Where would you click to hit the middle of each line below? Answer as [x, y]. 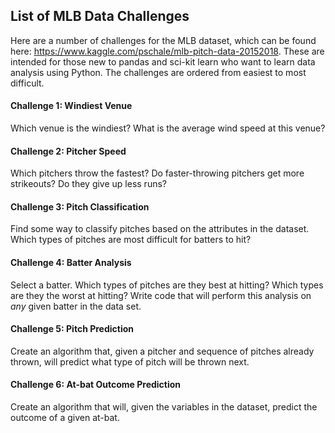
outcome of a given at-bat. [65, 418]
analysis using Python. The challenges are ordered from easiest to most [158, 72]
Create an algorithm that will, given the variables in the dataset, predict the [164, 407]
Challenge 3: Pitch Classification [80, 206]
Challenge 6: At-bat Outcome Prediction [96, 385]
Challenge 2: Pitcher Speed [68, 151]
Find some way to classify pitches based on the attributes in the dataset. [160, 229]
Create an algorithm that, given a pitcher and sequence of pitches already [162, 351]
